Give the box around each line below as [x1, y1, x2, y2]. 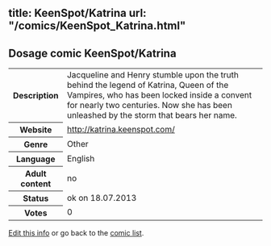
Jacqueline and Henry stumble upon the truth [67, 69, 240, 81]
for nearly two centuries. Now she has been [67, 100, 232, 111]
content [19, 177, 52, 189]
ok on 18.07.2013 [67, 192, 137, 203]
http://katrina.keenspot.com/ [67, 123, 175, 135]
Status [23, 193, 49, 204]
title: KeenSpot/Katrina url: [8, 6, 147, 20]
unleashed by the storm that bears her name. [67, 110, 238, 121]
